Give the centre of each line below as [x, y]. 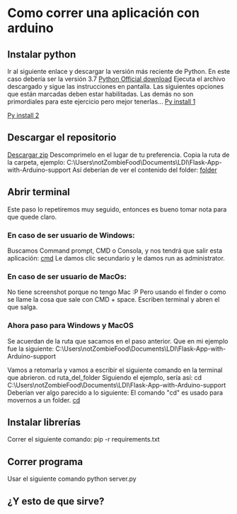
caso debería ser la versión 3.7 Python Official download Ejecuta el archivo [116, 79]
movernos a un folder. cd [44, 400]
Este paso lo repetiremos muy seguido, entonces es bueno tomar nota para [117, 209]
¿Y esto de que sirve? [56, 501]
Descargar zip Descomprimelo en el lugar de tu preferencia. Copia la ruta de [118, 155]
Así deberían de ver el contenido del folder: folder [144, 170]
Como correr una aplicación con [104, 13]
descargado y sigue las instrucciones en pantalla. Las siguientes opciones [116, 86]
